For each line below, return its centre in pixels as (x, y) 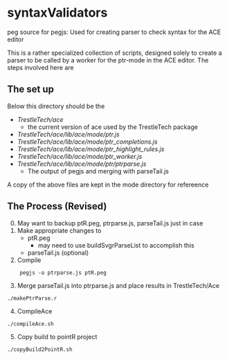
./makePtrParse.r (32, 298)
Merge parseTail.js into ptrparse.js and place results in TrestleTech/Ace (118, 285)
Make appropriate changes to (59, 230)
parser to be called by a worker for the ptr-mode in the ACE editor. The (108, 60)
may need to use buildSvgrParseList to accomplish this (116, 245)
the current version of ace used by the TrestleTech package (113, 127)
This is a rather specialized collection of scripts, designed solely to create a (115, 53)
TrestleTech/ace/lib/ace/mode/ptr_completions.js (87, 142)
